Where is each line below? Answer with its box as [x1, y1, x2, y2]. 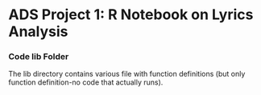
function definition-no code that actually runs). [8, 77, 164, 87]
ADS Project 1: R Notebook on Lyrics [8, 6, 254, 24]
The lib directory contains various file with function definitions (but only [8, 69, 246, 79]
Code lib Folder [8, 51, 69, 62]
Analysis [8, 22, 68, 41]
